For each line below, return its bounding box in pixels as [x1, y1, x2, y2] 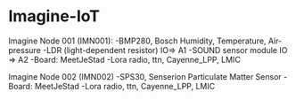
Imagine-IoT [8, 6, 100, 27]
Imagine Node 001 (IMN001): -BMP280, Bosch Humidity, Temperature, [8, 35, 267, 46]
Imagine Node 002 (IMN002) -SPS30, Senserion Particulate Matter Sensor [8, 71, 282, 81]
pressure [8, 44, 42, 55]
